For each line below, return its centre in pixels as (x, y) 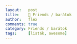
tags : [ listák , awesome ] (36, 33)
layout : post (21, 10)
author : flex (21, 19)
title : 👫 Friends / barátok (39, 15)
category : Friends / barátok (36, 29)
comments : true (21, 24)
